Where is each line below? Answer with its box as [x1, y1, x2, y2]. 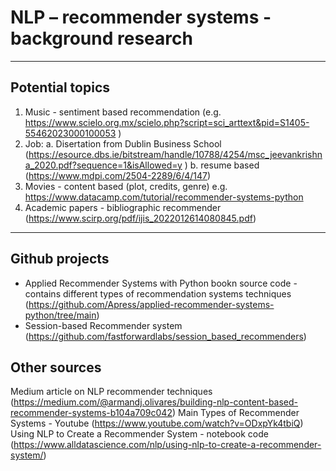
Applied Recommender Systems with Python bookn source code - [24, 277, 298, 289]
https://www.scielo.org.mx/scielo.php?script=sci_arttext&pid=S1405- [24, 116, 310, 128]
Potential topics [10, 79, 111, 96]
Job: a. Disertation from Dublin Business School [24, 137, 222, 150]
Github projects [10, 251, 110, 268]
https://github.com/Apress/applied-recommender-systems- [28, 298, 275, 310]
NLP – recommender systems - [10, 6, 272, 29]
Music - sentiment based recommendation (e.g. [24, 106, 222, 118]
